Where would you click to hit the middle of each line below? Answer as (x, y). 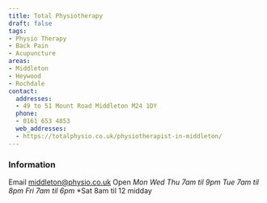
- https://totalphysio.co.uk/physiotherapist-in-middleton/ (119, 136)
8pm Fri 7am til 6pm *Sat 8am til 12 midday (80, 190)
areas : (19, 61)
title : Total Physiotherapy (56, 16)
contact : (23, 91)
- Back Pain (28, 46)
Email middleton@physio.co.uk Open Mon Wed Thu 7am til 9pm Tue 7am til (133, 182)
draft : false (30, 23)
